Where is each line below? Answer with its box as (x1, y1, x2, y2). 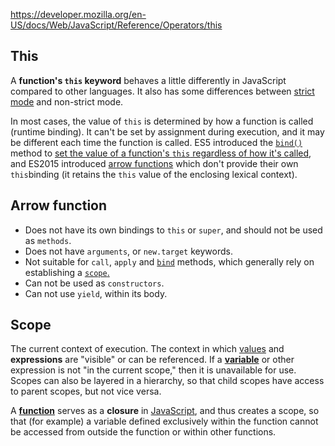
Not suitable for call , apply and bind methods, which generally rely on (24, 255, 315, 268)
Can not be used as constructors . (24, 277, 165, 289)
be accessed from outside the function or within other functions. (10, 426, 277, 438)
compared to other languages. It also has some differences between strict (10, 85, 315, 97)
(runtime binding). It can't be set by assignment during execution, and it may (10, 125, 325, 138)
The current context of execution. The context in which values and (10, 343, 285, 355)
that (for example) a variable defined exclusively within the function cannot (10, 415, 319, 428)
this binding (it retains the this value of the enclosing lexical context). (10, 168, 298, 180)
